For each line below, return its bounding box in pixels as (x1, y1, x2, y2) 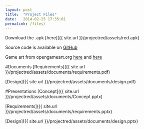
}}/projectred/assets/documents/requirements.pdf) (5, 69, 110, 75)
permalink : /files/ (5, 21, 46, 26)
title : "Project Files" (5, 12, 57, 17)
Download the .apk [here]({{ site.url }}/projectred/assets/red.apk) (5, 35, 140, 41)
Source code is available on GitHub (5, 44, 77, 50)
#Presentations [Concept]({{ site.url (5, 88, 79, 95)
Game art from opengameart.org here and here (5, 54, 102, 60)
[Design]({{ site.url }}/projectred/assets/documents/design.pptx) (5, 118, 138, 125)
